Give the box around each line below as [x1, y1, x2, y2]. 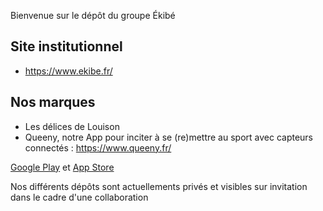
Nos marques [10, 94, 96, 111]
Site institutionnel [10, 38, 123, 55]
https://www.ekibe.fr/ [24, 65, 113, 77]
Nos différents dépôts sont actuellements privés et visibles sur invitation [10, 180, 308, 192]
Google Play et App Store [10, 161, 115, 173]
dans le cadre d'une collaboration [10, 191, 149, 203]
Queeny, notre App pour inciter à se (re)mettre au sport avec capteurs [24, 131, 314, 143]
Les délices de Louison [24, 120, 120, 132]
